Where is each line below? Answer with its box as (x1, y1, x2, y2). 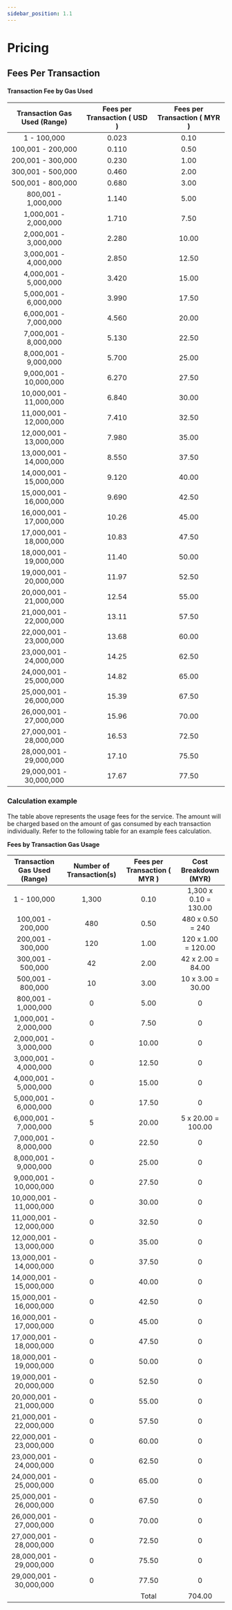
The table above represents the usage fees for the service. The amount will (7, 812, 221, 821)
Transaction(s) (66, 870, 117, 879)
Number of (73, 861, 110, 870)
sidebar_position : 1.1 (7, 10, 72, 17)
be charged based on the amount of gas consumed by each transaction (7, 819, 211, 828)
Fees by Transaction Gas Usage (7, 840, 100, 848)
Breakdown (180, 865, 220, 875)
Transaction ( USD (86, 113, 148, 123)
